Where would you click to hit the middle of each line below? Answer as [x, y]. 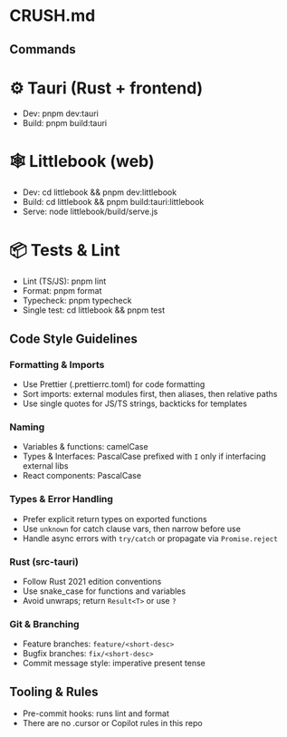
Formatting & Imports [57, 364]
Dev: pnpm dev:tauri [61, 113]
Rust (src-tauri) [44, 561]
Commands [43, 49]
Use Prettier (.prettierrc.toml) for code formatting [114, 384]
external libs [45, 466]
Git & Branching [44, 624]
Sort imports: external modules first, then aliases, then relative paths [150, 394]
